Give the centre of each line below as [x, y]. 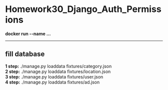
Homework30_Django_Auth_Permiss [83, 9]
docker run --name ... [28, 33]
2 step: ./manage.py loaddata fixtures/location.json [58, 71]
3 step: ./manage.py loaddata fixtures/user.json [54, 76]
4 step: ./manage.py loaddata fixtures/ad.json [52, 82]
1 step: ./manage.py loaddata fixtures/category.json [58, 66]
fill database [25, 54]
